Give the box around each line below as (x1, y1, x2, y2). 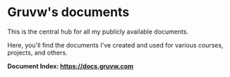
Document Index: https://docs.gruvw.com (7, 62, 134, 70)
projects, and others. (7, 48, 68, 57)
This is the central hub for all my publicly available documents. (7, 27, 189, 36)
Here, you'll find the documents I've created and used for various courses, (7, 41, 224, 49)
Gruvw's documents (7, 4, 130, 20)
